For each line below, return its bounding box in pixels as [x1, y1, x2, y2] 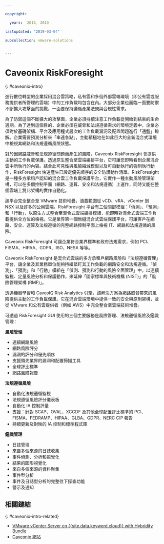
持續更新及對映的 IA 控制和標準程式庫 [12, 421, 88, 427]
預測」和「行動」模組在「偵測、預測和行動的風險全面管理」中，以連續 [18, 267, 159, 273]
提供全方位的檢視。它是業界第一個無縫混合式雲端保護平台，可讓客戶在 [9, 216, 150, 222]
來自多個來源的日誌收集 [12, 448, 60, 454]
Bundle [12, 528, 27, 534]
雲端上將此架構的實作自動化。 [9, 187, 69, 193]
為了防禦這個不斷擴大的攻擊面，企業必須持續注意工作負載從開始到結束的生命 [5, 116, 159, 122]
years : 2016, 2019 [9, 20, 49, 25]
